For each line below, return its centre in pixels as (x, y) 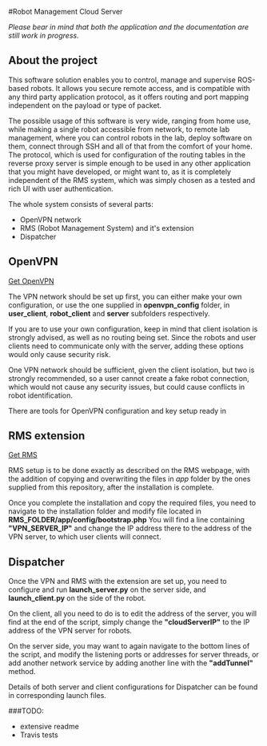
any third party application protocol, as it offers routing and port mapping (129, 97)
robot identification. (41, 395)
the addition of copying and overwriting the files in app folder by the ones (130, 479)
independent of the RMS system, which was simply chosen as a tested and (132, 180)
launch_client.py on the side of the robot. (77, 598)
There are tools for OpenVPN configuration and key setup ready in (117, 411)
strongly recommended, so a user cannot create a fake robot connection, (129, 378)
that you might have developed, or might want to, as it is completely (120, 172)
